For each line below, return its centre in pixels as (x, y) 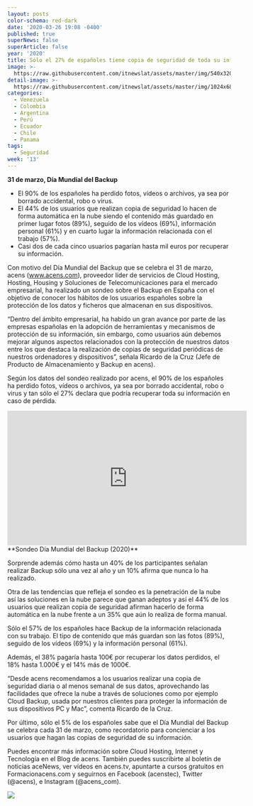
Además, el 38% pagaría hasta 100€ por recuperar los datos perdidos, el (113, 657)
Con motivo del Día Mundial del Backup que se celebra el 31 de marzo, (111, 267)
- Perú (23, 119)
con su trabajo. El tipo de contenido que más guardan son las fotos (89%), (116, 635)
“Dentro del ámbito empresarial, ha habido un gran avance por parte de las (117, 319)
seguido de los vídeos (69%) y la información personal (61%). (97, 643)
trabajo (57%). (39, 238)
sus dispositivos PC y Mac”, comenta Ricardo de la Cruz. (90, 709)
